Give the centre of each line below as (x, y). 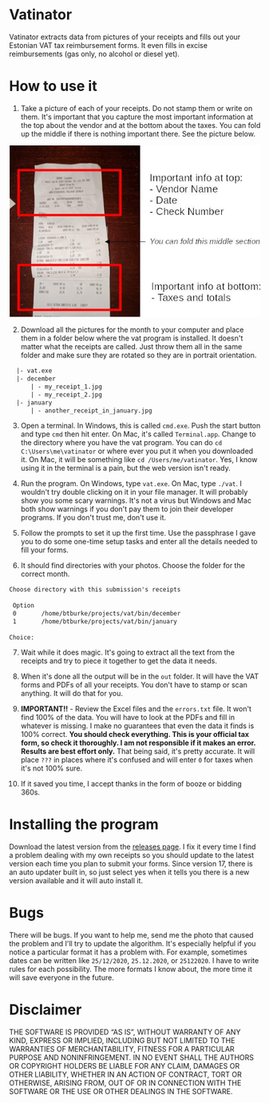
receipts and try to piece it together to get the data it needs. (119, 660)
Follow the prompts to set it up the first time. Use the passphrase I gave (138, 532)
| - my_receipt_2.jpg (66, 394)
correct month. (45, 574)
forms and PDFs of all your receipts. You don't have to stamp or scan (134, 684)
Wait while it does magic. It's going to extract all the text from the (127, 652)
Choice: (22, 637)
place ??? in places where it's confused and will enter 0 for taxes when (137, 759)
